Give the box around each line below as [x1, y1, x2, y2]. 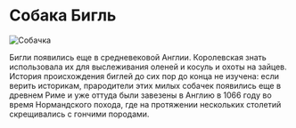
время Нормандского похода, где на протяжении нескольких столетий [9, 99, 282, 109]
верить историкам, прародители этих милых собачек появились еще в [9, 80, 282, 91]
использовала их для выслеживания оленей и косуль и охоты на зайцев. [9, 61, 287, 72]
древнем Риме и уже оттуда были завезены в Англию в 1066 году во [9, 90, 272, 100]
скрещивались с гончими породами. [9, 108, 150, 119]
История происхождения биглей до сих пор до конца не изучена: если [9, 70, 279, 81]
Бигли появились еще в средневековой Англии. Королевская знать [9, 52, 267, 62]
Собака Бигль [9, 5, 117, 26]
